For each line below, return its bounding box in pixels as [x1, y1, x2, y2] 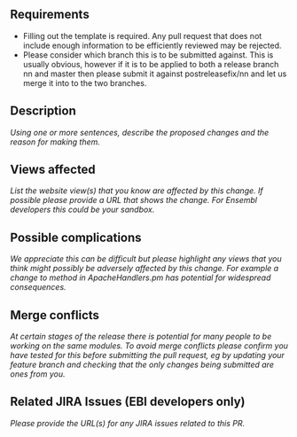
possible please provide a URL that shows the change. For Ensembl [10, 195, 258, 206]
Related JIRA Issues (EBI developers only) [10, 394, 246, 410]
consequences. [10, 282, 66, 293]
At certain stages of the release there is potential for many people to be [10, 332, 272, 342]
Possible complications [10, 230, 142, 245]
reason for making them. [10, 137, 101, 147]
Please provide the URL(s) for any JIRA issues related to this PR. [10, 417, 246, 428]
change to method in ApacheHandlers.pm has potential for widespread [10, 272, 271, 283]
